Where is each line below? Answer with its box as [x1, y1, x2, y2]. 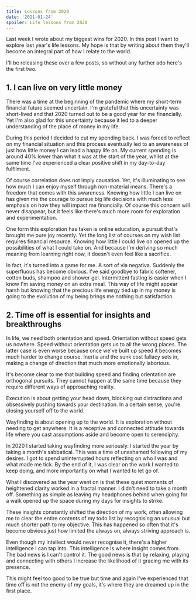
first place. [6, 587, 32, 594]
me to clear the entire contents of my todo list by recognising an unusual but [6, 515, 190, 521]
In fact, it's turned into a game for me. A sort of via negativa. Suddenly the [6, 262, 185, 269]
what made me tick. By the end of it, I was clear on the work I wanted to [6, 461, 179, 468]
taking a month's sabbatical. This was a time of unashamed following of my [6, 449, 188, 455]
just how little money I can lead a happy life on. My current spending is [6, 147, 177, 154]
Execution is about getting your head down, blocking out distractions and [6, 395, 183, 401]
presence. [6, 564, 30, 570]
